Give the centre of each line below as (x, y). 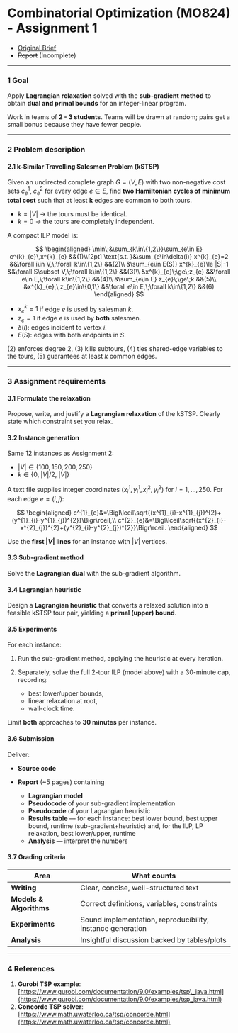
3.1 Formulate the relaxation (49, 398)
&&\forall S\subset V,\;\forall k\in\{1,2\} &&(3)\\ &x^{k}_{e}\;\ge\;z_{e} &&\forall (119, 272)
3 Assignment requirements (57, 381)
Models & (27, 899)
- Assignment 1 (52, 28)
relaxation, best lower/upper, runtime (82, 833)
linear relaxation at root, (63, 701)
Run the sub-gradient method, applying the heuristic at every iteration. (120, 659)
